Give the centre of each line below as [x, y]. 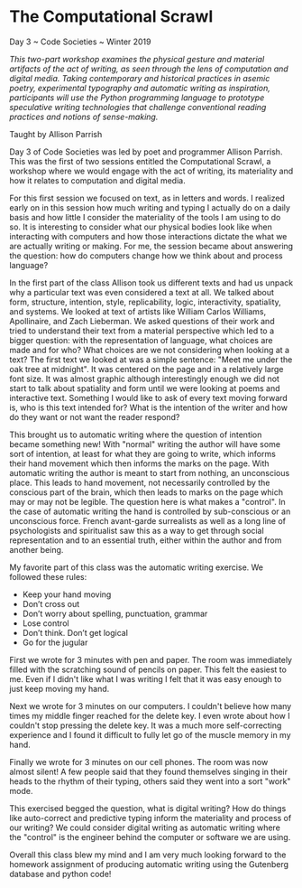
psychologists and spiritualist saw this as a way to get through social [137, 530]
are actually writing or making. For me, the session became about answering [151, 246]
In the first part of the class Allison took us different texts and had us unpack [151, 283]
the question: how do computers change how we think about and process [146, 256]
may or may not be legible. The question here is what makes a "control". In [147, 501]
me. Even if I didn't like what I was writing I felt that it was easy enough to [146, 678]
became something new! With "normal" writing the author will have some [145, 444]
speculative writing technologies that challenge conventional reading [138, 107]
